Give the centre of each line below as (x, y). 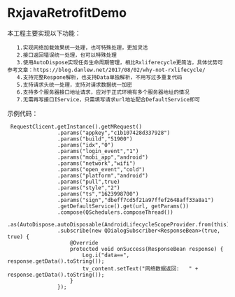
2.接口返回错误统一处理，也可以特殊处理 (66, 55)
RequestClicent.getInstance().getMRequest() (76, 126)
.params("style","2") (88, 188)
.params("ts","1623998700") (98, 194)
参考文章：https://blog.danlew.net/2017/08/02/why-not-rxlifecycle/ (107, 70)
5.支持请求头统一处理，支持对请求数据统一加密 (74, 85)
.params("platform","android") (103, 175)
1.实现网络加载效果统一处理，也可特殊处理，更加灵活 (82, 48)
